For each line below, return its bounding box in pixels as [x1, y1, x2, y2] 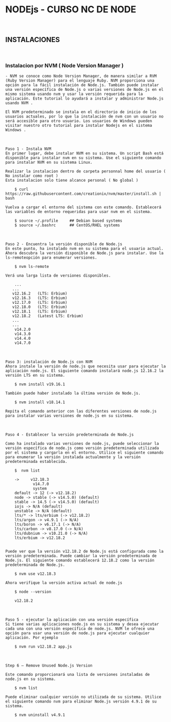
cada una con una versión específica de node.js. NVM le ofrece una [5, 626, 155, 632]
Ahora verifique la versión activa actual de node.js [5, 580, 123, 586]
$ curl [14, 187, 29, 192]
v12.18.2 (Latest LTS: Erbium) [12, 314, 83, 319]
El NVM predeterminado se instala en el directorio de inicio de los [5, 109, 157, 115]
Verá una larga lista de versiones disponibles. [5, 273, 111, 278]
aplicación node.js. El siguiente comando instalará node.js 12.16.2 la [5, 368, 164, 374]
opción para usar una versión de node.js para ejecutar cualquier [5, 631, 150, 636]
